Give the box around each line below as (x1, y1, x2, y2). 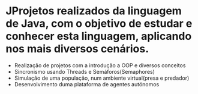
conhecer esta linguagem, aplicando (5, 30, 192, 43)
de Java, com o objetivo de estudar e (5, 17, 193, 30)
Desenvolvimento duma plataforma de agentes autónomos (14, 80, 160, 87)
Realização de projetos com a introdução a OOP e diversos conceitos (14, 61, 186, 69)
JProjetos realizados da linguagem (5, 4, 182, 18)
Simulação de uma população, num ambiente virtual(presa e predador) (14, 74, 190, 82)
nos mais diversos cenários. (5, 42, 149, 56)
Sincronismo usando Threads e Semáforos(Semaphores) (14, 68, 155, 75)
